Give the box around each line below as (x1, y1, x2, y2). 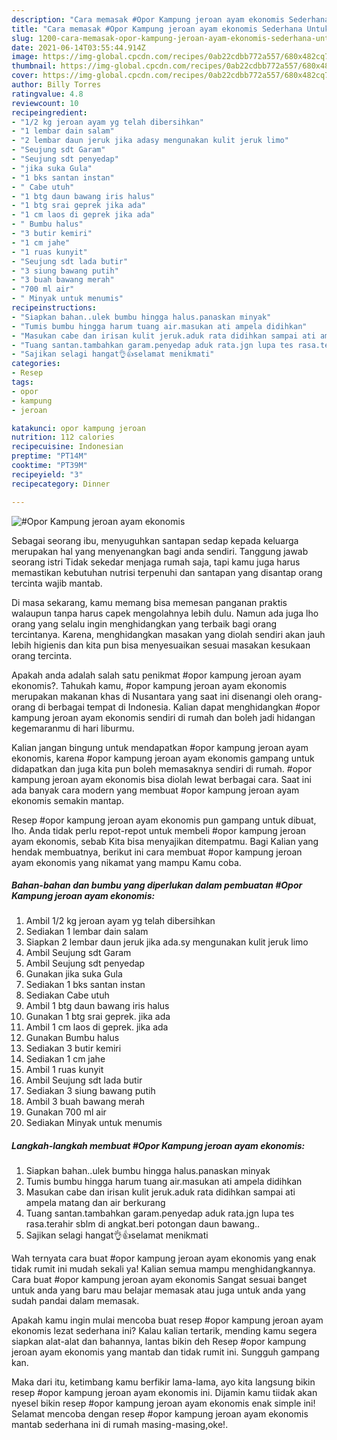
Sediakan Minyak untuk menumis (25, 1117, 163, 1129)
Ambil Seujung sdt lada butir (25, 1074, 143, 1086)
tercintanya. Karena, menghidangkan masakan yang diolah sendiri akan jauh (11, 628, 326, 640)
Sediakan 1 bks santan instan (25, 979, 146, 991)
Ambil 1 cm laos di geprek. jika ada (25, 1021, 169, 1033)
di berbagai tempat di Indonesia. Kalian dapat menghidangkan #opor (37, 701, 321, 713)
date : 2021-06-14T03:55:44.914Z (11, 42, 146, 53)
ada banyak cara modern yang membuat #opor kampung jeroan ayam (11, 784, 300, 796)
